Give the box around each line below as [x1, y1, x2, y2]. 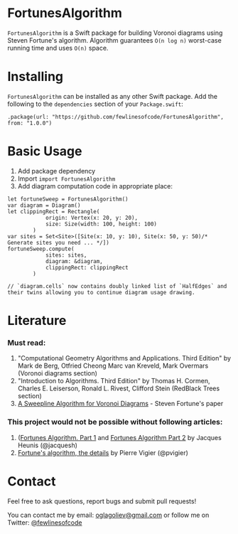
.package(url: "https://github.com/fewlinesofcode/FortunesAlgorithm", [7, 113, 224, 120]
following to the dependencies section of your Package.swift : [7, 100, 183, 108]
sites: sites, [45, 251, 87, 259]
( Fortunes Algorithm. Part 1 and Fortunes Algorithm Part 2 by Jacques [17, 433, 222, 442]
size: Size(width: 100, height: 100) [45, 220, 158, 228]
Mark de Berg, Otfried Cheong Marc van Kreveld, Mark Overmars [17, 361, 209, 370]
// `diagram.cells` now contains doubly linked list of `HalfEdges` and [7, 282, 227, 289]
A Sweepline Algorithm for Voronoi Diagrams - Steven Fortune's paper [17, 400, 224, 408]
